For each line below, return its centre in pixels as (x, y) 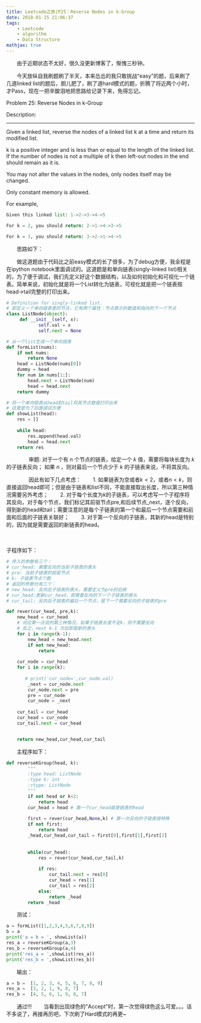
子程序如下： (22, 551)
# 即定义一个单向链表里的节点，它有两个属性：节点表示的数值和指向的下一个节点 (91, 309)
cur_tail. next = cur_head (49, 723)
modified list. (22, 138)
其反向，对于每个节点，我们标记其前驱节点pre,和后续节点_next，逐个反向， (99, 502)
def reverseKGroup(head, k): (42, 763)
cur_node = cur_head (42, 662)
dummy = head (33, 370)
